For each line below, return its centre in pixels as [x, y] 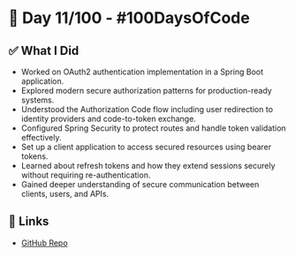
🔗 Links [29, 221]
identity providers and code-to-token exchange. [108, 119]
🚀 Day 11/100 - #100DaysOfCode [129, 18]
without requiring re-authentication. [86, 175]
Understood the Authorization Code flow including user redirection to [147, 109]
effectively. [41, 137]
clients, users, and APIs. [65, 194]
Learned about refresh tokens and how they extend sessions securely [148, 166]
